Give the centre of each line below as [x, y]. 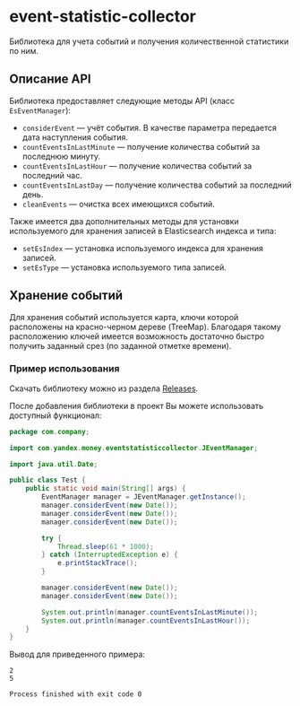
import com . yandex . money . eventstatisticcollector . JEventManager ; [133, 448]
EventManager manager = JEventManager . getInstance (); [144, 497]
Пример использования [64, 369]
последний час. [52, 175]
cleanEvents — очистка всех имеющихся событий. [118, 204]
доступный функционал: [56, 415]
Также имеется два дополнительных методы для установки [124, 221]
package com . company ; [50, 431]
